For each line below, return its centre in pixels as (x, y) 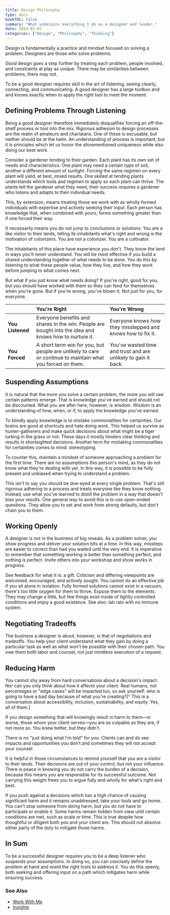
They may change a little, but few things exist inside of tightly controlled (80, 597)
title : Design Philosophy (32, 10)
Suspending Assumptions (47, 382)
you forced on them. (60, 364)
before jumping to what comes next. (43, 270)
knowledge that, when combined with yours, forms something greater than (83, 213)
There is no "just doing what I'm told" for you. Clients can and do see (77, 738)
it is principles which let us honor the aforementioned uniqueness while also (84, 144)
